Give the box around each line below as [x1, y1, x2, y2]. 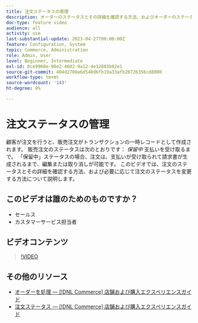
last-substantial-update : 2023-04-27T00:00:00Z [6, 36, 126, 42]
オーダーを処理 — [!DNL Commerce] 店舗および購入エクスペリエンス [14, 288, 181, 295]
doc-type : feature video [6, 19, 67, 25]
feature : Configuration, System [6, 42, 85, 48]
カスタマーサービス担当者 [14, 218, 77, 225]
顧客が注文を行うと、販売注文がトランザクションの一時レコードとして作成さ [6, 138, 192, 145]
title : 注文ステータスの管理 [6, 8, 69, 15]
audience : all [6, 25, 41, 31]
